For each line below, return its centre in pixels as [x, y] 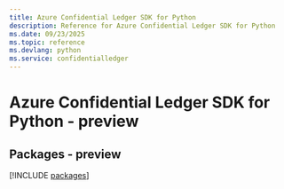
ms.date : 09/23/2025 [47, 34]
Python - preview [74, 122]
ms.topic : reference [47, 42]
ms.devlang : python [45, 51]
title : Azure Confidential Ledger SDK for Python [103, 17]
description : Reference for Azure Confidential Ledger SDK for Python [142, 26]
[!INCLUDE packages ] [49, 175]
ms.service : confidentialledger [69, 59]
